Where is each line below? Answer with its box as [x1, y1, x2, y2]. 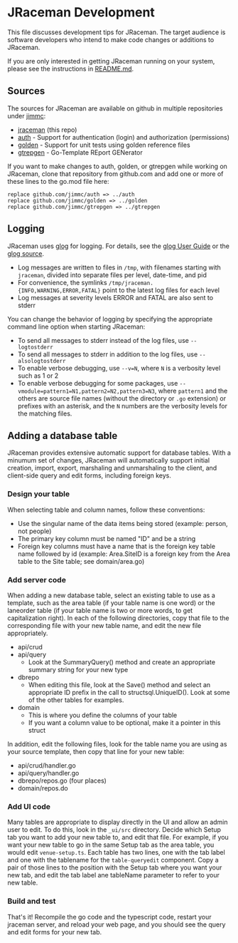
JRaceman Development [7, 4, 155, 21]
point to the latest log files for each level [102, 286, 220, 294]
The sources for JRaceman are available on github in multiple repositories [7, 104, 223, 113]
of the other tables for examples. [28, 696, 124, 704]
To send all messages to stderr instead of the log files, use [17, 336, 190, 344]
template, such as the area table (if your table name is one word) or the [7, 598, 215, 607]
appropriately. [7, 629, 48, 637]
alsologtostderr [17, 357, 66, 364]
